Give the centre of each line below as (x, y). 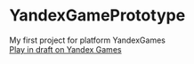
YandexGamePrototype (97, 16)
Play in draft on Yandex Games (65, 49)
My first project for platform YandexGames (88, 40)
